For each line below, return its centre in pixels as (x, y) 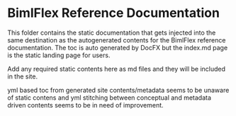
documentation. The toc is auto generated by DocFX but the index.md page (118, 47)
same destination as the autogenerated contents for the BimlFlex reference (117, 40)
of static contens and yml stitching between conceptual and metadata (109, 98)
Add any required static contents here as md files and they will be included (116, 69)
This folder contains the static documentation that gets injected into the (112, 33)
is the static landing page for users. (59, 55)
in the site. (22, 76)
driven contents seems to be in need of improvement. (86, 105)
